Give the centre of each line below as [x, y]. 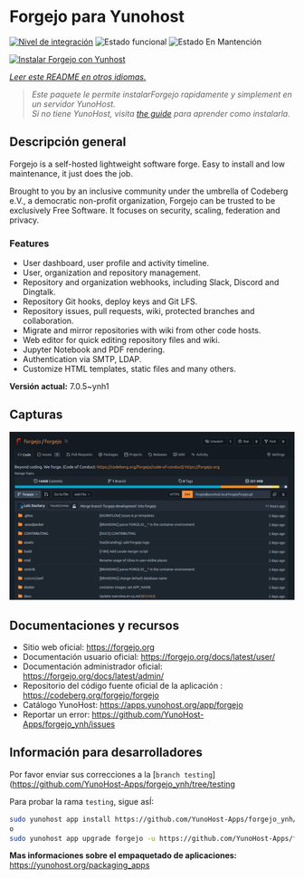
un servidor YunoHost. [73, 104]
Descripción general [68, 142]
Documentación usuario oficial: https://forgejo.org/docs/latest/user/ [149, 656]
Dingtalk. [39, 292]
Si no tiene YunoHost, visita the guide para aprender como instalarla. [161, 113]
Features [29, 244]
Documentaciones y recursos [94, 625]
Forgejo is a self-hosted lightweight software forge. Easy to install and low [147, 164]
